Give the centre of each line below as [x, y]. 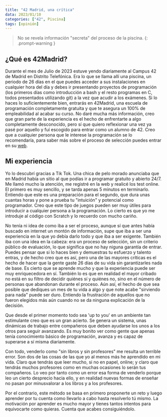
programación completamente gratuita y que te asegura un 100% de [75, 109]
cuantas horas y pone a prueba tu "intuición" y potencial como [70, 200]
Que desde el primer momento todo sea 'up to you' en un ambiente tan [78, 315]
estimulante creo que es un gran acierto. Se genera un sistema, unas [76, 320]
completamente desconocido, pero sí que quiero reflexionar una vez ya [79, 124]
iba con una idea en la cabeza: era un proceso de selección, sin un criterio [82, 241]
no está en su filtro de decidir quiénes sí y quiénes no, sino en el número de [83, 279]
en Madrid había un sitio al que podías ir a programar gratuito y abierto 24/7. [83, 179]
